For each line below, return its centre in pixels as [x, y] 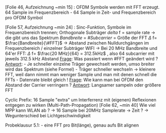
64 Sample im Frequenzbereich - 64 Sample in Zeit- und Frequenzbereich [81, 12]
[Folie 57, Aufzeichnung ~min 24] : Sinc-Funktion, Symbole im [68, 27]
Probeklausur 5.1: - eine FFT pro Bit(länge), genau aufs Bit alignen [72, 125]
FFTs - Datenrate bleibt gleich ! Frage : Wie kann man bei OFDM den [74, 80]
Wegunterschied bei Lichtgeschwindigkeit [48, 115]
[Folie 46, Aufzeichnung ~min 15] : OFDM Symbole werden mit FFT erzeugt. [83, 7]
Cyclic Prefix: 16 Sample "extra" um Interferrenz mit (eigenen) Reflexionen [81, 100]
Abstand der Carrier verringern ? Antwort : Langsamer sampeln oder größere [83, 85]
